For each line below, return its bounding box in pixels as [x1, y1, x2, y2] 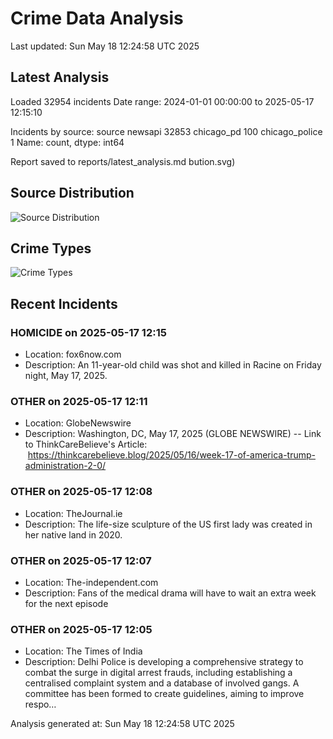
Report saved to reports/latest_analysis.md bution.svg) [10, 155, 236, 167]
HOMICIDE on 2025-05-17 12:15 [10, 325, 167, 339]
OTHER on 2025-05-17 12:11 [10, 394, 148, 408]
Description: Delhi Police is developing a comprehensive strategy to [24, 656, 304, 668]
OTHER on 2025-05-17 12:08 [10, 485, 153, 499]
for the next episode [24, 597, 109, 609]
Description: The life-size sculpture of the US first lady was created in [24, 518, 313, 530]
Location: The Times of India [24, 645, 143, 657]
